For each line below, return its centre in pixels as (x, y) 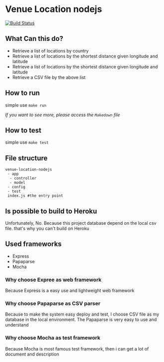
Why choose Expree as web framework (53, 280)
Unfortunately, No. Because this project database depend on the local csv (81, 223)
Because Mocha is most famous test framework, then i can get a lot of (77, 349)
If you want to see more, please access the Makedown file (63, 115)
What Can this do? (34, 39)
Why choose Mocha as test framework (53, 338)
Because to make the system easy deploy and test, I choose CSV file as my (82, 314)
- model (18, 183)
